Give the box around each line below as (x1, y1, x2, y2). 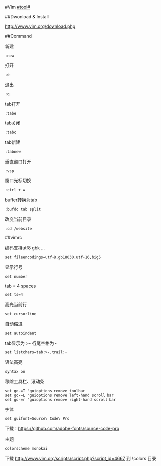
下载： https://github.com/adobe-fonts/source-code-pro (5, 426, 120, 431)
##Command (5, 33, 32, 39)
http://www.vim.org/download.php (5, 23, 76, 29)
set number (5, 274, 28, 279)
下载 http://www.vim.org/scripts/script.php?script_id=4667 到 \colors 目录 (5, 456, 157, 461)
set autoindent (5, 331, 37, 336)
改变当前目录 (5, 216, 31, 222)
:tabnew (5, 149, 21, 154)
